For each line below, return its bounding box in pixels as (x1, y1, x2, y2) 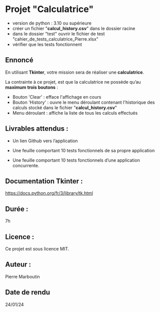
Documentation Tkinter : (5, 177, 83, 185)
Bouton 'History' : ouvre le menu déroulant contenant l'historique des (12, 99, 155, 105)
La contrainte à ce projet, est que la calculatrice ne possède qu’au (5, 79, 141, 85)
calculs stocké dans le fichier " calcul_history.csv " (12, 104, 117, 111)
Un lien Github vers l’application (12, 138, 78, 144)
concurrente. (12, 162, 39, 168)
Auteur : (5, 260, 31, 269)
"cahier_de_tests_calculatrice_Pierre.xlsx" (12, 36, 99, 42)
